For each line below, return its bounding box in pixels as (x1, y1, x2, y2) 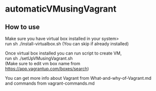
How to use (5, 23, 40, 31)
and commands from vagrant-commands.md (5, 80, 95, 86)
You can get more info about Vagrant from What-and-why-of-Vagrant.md (5, 75, 152, 81)
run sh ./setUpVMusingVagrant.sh (5, 55, 73, 61)
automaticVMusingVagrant (5, 3, 117, 15)
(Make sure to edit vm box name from (5, 61, 80, 66)
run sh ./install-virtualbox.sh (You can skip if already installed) (5, 41, 129, 47)
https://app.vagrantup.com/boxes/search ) (5, 66, 89, 72)
